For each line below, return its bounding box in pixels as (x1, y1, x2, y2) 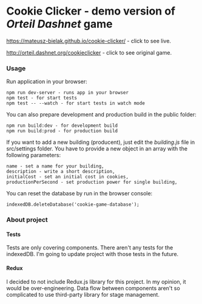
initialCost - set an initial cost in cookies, (6, 174, 129, 180)
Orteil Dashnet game (6, 17, 113, 31)
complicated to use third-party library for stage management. (6, 291, 160, 298)
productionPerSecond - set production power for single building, (6, 179, 178, 186)
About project (6, 215, 49, 224)
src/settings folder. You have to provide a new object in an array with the (6, 145, 188, 152)
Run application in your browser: (6, 78, 87, 86)
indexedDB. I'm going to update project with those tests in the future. (6, 251, 179, 258)
